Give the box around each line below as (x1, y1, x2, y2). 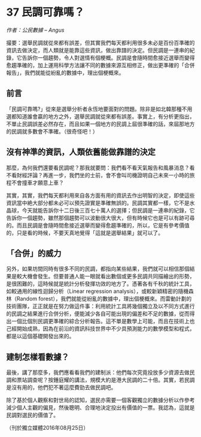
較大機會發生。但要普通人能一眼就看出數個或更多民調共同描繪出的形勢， (16, 273, 195, 280)
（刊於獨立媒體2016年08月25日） (6, 424, 89, 432)
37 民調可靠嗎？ (6, 5, 85, 19)
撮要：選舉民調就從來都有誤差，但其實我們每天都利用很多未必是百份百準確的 (6, 39, 195, 46)
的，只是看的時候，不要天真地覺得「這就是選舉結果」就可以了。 (6, 229, 163, 236)
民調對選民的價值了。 (6, 411, 59, 419)
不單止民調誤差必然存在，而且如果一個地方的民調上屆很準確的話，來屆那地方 (6, 120, 195, 128)
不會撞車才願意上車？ (11, 179, 64, 186)
